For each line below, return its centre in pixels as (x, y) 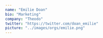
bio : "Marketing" (23, 14)
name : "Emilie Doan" (26, 10)
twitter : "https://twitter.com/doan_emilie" (52, 23)
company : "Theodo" (24, 19)
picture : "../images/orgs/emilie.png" (45, 28)
